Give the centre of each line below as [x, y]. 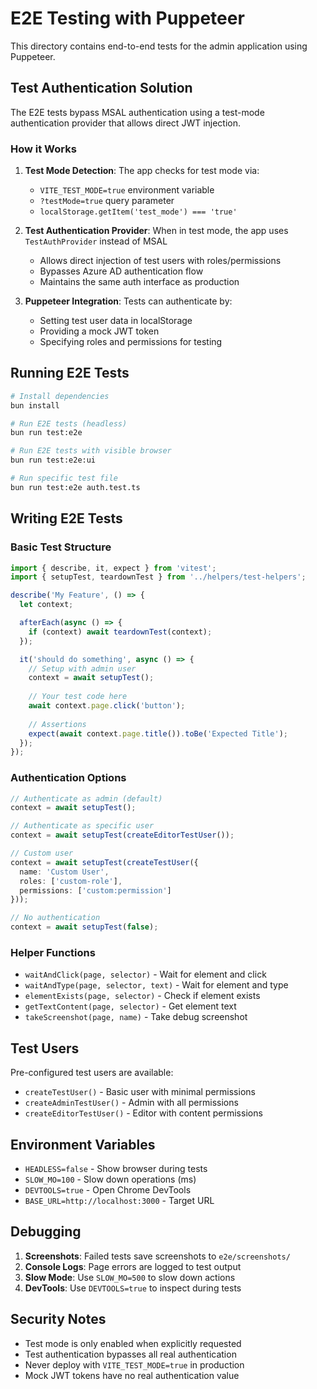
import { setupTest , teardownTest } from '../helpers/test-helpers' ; [158, 577]
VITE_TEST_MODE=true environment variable [127, 190]
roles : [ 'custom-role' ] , [71, 881]
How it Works [43, 149]
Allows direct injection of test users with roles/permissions [160, 261]
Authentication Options [68, 778]
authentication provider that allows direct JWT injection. [126, 123]
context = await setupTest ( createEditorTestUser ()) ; [122, 835]
